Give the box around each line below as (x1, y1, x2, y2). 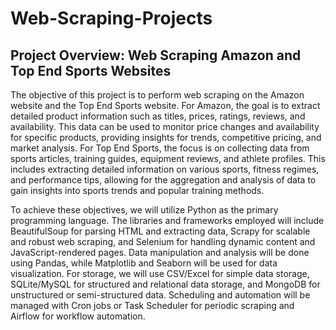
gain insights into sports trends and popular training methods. (10, 185, 265, 196)
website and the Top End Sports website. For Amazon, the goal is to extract (10, 100, 321, 111)
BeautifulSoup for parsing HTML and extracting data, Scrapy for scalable (10, 225, 311, 237)
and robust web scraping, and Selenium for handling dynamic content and (10, 236, 316, 247)
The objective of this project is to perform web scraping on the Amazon (10, 89, 305, 101)
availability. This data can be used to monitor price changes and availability (10, 121, 320, 132)
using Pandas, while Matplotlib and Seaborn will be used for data (10, 257, 278, 269)
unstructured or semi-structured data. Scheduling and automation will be (10, 289, 311, 301)
